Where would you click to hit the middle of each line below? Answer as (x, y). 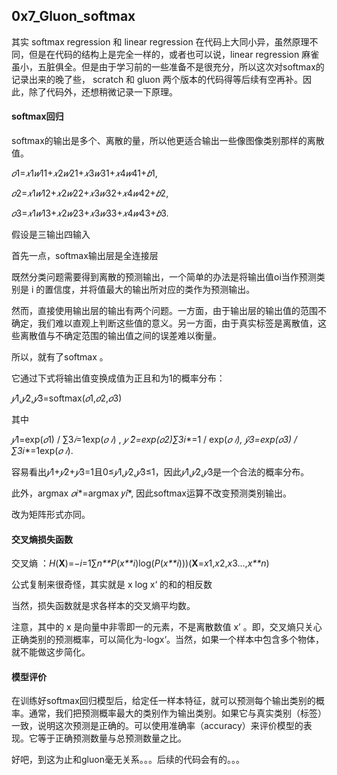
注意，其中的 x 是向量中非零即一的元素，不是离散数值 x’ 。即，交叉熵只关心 (167, 627)
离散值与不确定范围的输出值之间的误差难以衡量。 (120, 336)
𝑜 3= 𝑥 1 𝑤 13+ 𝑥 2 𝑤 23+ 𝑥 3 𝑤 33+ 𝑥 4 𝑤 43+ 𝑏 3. (90, 213)
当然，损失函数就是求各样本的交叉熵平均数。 (103, 606)
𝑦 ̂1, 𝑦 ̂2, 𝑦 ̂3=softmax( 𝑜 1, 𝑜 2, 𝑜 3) (67, 398)
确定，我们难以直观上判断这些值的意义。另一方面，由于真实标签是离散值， (164, 323)
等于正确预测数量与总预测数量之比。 (112, 738)
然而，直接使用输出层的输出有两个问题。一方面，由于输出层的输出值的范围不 (169, 311)
